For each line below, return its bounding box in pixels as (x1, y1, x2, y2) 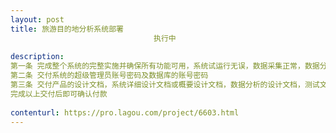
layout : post (10, 14, 65, 25)
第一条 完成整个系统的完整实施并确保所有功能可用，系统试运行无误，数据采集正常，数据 (10, 61, 320, 71)
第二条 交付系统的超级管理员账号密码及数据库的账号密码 (10, 71, 209, 81)
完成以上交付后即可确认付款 (10, 89, 108, 99)
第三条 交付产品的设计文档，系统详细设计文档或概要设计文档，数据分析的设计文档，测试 (10, 80, 320, 90)
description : (10, 52, 65, 62)
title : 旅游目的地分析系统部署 (10, 24, 124, 34)
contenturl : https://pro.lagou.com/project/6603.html (10, 107, 240, 118)
